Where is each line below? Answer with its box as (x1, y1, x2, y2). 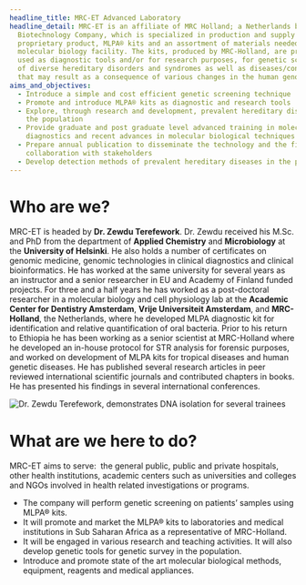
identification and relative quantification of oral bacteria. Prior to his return (9, 323, 288, 334)
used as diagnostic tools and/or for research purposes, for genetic (17, 55, 287, 65)
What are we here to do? (9, 430, 198, 451)
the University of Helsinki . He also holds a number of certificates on (9, 246, 267, 257)
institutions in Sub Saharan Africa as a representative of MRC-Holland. (22, 527, 288, 538)
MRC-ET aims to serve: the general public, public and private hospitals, (9, 460, 280, 471)
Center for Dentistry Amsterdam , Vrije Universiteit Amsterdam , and (9, 304, 270, 315)
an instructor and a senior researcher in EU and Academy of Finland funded (9, 275, 293, 286)
